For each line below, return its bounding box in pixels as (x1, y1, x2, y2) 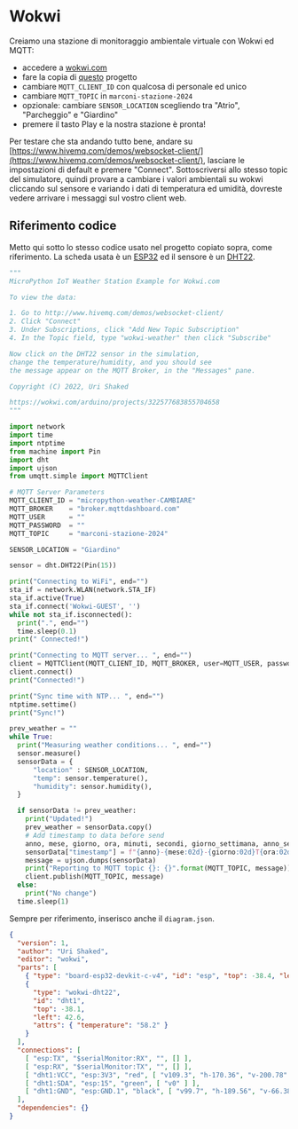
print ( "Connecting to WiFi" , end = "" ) (9, 577, 149, 587)
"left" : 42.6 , (32, 1013, 86, 1022)
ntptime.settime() (9, 699, 77, 709)
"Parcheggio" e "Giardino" (21, 109, 119, 120)
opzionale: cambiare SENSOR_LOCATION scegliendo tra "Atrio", (21, 99, 240, 110)
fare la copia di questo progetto (21, 71, 137, 82)
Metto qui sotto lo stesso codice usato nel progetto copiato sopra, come (9, 241, 273, 252)
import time (9, 430, 53, 439)
